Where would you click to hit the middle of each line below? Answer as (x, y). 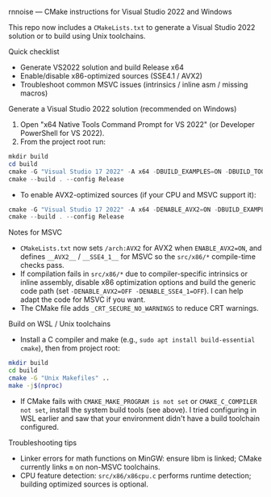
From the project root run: (63, 142)
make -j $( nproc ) (35, 385)
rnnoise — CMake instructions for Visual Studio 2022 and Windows (120, 12)
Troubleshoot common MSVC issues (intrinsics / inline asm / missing (134, 85)
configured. (39, 427)
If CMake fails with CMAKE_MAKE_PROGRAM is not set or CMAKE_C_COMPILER (139, 401)
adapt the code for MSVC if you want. (83, 299)
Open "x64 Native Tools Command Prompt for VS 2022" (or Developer (138, 124)
